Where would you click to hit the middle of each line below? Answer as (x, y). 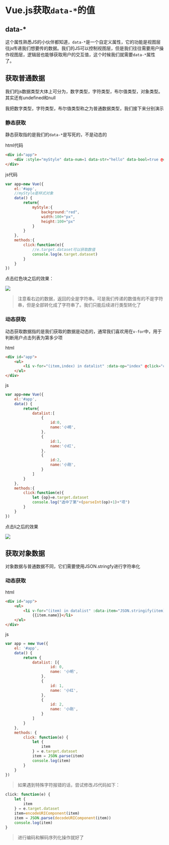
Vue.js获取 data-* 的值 (50, 10)
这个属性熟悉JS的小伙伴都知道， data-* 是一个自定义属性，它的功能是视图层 (83, 42)
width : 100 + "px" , (58, 217)
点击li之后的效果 (22, 527)
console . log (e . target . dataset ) (65, 254)
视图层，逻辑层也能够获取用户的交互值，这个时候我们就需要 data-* (78, 54)
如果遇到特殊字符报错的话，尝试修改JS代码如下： (69, 785)
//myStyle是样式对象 (34, 193)
